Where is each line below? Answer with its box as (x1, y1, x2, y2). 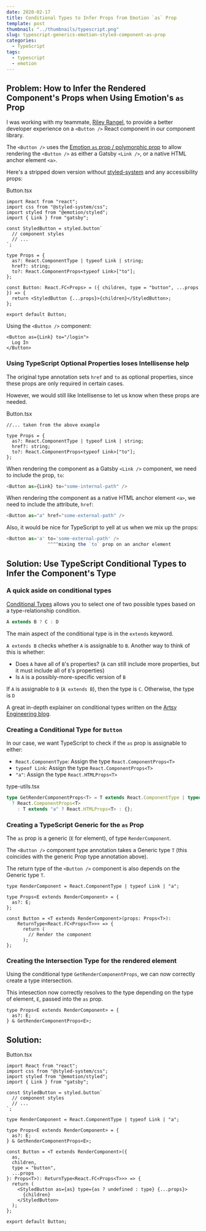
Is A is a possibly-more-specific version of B (15, 673, 126, 680)
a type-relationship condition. (6, 607, 81, 614)
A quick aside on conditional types (6, 586, 112, 595)
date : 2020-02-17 (6, 9, 51, 15)
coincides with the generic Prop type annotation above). (6, 853, 148, 860)
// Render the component (28, 931, 92, 938)
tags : (6, 49, 20, 55)
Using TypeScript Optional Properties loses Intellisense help (6, 359, 189, 368)
